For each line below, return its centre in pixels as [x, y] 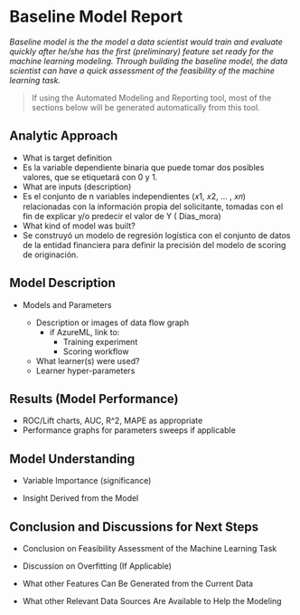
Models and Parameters [67, 304]
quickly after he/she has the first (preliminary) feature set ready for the [141, 51]
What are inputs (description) [77, 187]
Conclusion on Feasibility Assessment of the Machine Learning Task [150, 548]
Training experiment [100, 341]
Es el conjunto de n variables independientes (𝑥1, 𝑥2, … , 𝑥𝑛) [134, 196]
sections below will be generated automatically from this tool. [145, 107]
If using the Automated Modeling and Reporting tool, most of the [151, 98]
